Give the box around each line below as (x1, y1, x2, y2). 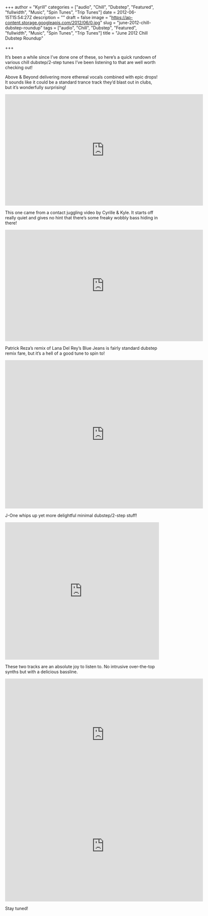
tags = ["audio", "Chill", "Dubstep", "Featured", (43, 25, 137, 31)
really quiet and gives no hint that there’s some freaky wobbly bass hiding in (5, 215, 158, 220)
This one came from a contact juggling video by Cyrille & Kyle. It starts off (5, 210, 154, 215)
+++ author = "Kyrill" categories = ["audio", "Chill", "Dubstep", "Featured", (5, 4, 154, 10)
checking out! (5, 64, 33, 70)
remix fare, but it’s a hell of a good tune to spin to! (5, 350, 105, 356)
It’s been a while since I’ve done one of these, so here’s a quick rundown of (5, 54, 156, 60)
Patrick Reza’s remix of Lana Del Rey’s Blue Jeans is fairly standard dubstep (5, 345, 158, 351)
